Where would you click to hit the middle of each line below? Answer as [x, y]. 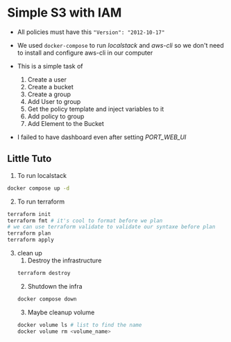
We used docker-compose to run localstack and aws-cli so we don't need [120, 45]
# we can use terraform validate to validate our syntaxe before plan [111, 227]
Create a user [47, 79]
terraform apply [31, 240]
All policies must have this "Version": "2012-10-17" [91, 32]
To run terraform [41, 201]
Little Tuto [29, 159]
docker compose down [47, 299]
